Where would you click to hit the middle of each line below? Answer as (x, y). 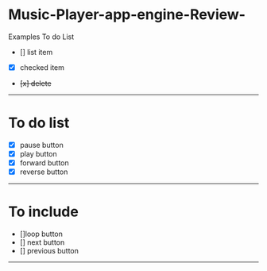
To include (44, 212)
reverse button (44, 172)
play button (38, 154)
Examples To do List (41, 37)
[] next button (42, 242)
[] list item (36, 52)
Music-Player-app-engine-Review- (127, 15)
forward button (44, 163)
